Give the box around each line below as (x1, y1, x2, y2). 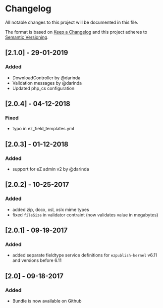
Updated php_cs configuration (12, 85, 75, 91)
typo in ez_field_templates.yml (12, 126, 74, 132)
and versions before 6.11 (12, 257, 62, 263)
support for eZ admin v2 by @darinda (12, 166, 89, 172)
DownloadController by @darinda (12, 75, 81, 81)
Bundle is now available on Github (12, 298, 82, 304)
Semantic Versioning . (5, 34, 49, 40)
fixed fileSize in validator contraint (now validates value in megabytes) (12, 211, 159, 218)
